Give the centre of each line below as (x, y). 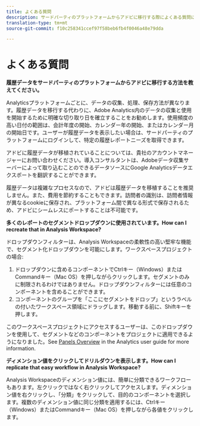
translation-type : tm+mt (37, 23)
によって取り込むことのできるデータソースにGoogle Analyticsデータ (105, 168)
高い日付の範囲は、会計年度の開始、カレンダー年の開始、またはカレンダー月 (100, 125)
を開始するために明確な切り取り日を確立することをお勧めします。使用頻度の (100, 118)
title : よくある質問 (29, 12)
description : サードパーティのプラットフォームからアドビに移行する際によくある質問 (99, 17)
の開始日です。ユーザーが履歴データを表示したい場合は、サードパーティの (97, 132)
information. (21, 348)
